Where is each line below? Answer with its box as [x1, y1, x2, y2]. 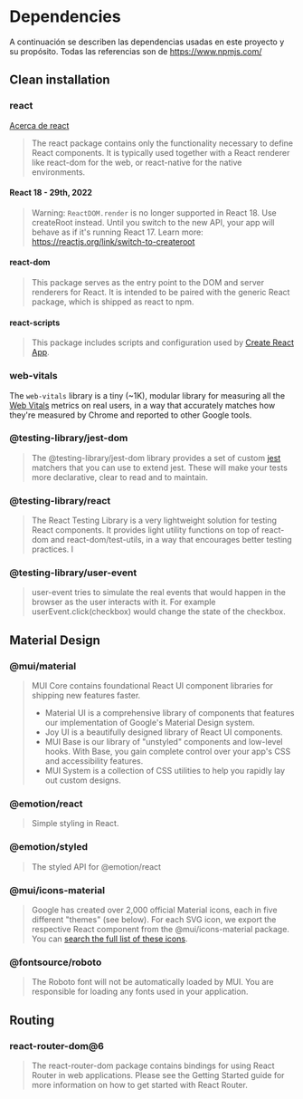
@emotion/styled [9, 841, 89, 853]
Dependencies [9, 6, 121, 27]
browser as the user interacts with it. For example [31, 596, 216, 608]
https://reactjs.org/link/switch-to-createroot [31, 236, 195, 246]
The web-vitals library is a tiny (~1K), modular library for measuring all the [9, 390, 286, 400]
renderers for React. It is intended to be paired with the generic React [31, 287, 290, 298]
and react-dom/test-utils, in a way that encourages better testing [50, 535, 292, 545]
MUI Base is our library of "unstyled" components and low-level [44, 737, 283, 747]
